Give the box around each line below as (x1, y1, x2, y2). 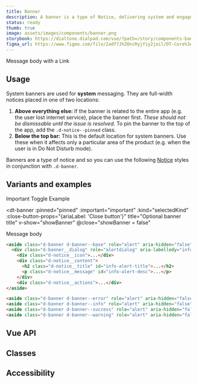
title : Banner (6, 8, 41, 15)
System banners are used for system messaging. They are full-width (6, 90, 173, 97)
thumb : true (6, 25, 35, 31)
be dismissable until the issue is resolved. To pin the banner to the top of (14, 120, 191, 127)
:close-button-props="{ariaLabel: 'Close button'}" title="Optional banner (6, 212, 182, 220)
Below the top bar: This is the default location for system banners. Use (14, 132, 186, 140)
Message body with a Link (6, 57, 70, 64)
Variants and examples (6, 179, 92, 189)
